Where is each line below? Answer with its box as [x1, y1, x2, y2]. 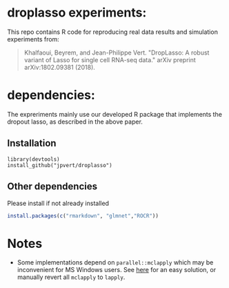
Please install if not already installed [7, 199, 109, 207]
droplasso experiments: [7, 5, 147, 21]
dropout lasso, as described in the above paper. [7, 117, 143, 126]
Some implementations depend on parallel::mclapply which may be [17, 258, 214, 267]
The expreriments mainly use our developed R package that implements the [7, 110, 223, 118]
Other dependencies [7, 181, 98, 193]
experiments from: [7, 35, 60, 43]
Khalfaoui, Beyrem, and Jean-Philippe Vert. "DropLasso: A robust [23, 48, 210, 57]
